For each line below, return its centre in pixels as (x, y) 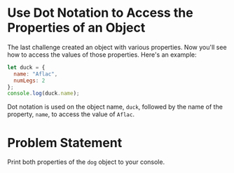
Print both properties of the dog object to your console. (86, 162)
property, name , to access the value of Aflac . (71, 114)
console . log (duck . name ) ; (43, 94)
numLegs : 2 (29, 81)
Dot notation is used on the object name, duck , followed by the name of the (115, 107)
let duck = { (26, 67)
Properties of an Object (76, 28)
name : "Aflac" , (36, 74)
